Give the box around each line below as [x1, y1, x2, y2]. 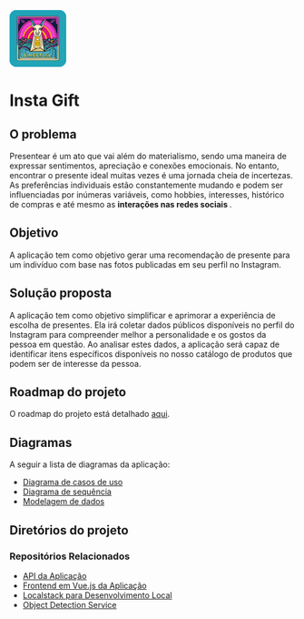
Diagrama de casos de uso [22, 477, 123, 488]
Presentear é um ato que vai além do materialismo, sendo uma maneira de [9, 151, 288, 161]
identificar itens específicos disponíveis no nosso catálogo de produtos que [9, 348, 293, 360]
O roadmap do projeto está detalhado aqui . [9, 409, 171, 420]
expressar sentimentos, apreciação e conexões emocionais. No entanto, [9, 160, 279, 171]
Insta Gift [9, 90, 80, 111]
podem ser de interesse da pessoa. [9, 358, 142, 369]
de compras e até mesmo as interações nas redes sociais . [9, 199, 232, 209]
